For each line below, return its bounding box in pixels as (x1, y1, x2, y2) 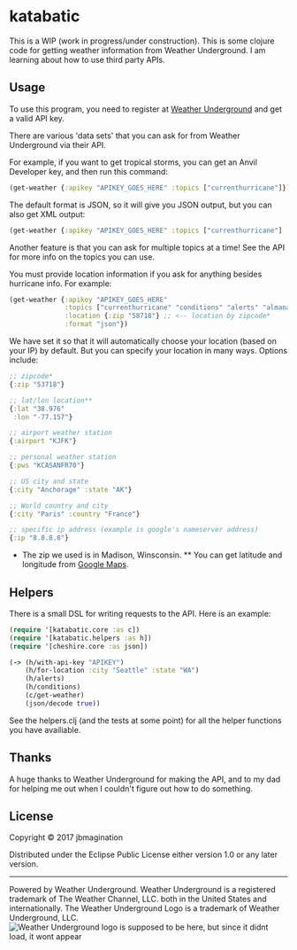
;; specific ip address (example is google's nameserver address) (9, 526, 259, 534)
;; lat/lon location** (9, 396, 93, 405)
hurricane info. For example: (9, 277, 112, 289)
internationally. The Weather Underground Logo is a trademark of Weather (9, 903, 280, 914)
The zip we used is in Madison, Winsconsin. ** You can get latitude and (21, 549, 283, 560)
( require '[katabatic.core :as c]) (9, 625, 141, 635)
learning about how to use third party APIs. (9, 54, 165, 65)
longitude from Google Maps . (21, 559, 130, 570)
